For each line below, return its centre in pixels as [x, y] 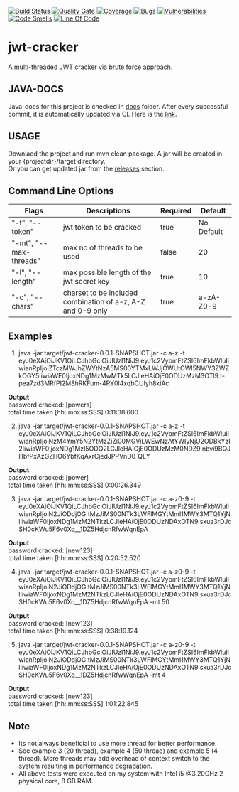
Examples [30, 336]
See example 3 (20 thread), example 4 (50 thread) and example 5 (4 [118, 751]
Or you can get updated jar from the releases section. [87, 168]
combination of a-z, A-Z [104, 302]
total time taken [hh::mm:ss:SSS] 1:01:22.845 [73, 704]
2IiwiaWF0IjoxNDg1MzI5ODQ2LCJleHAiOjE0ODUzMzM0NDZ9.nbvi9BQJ [124, 449]
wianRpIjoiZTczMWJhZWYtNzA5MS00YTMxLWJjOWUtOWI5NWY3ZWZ [124, 368]
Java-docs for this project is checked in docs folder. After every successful [118, 106]
